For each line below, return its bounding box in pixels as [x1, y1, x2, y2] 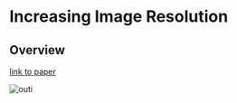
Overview [9, 42, 66, 58]
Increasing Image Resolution [9, 6, 229, 27]
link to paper [9, 66, 57, 77]
